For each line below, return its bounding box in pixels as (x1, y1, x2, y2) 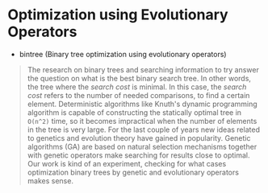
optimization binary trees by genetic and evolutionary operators (27, 167, 240, 177)
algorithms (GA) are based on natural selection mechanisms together (27, 142, 258, 151)
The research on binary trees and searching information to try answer (27, 64, 259, 74)
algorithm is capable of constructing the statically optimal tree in (27, 107, 242, 117)
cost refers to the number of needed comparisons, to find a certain (27, 90, 250, 100)
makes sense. (27, 175, 74, 186)
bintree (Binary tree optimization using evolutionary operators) (19, 49, 227, 59)
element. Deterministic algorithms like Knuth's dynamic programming (27, 99, 258, 109)
